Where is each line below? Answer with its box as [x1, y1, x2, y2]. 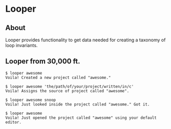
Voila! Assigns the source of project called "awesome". [5, 88, 130, 93]
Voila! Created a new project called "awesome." [5, 75, 111, 80]
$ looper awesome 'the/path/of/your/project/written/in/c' [5, 84, 134, 89]
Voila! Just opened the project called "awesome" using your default [5, 115, 157, 120]
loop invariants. [5, 42, 38, 48]
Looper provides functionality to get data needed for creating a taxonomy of [5, 37, 166, 43]
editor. [5, 119, 22, 125]
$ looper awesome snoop [5, 97, 56, 102]
